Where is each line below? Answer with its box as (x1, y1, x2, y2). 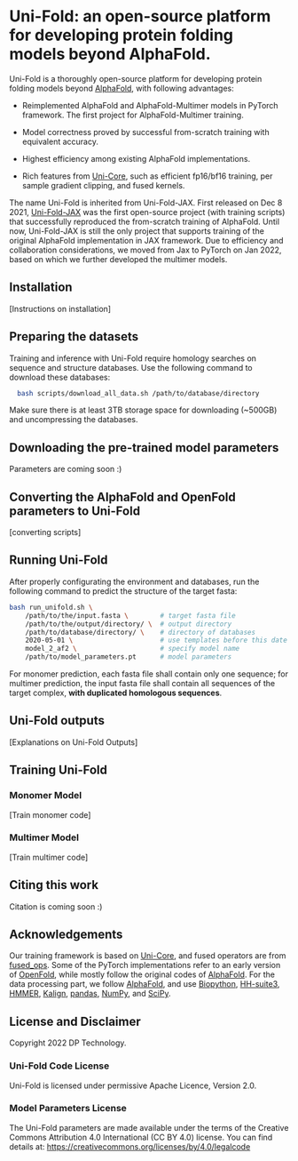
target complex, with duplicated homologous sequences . (9, 687, 223, 698)
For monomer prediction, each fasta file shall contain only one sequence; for (9, 669, 289, 679)
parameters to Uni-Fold (9, 503, 140, 518)
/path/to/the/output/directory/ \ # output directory (25, 620, 232, 629)
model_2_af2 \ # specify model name (25, 645, 240, 653)
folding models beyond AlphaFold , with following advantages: (9, 83, 234, 93)
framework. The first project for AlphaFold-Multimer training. (21, 109, 244, 120)
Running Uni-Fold (9, 553, 108, 568)
